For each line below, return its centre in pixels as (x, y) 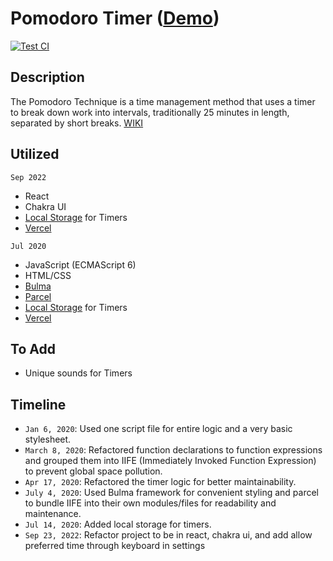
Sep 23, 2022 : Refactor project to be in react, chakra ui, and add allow (168, 535)
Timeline (38, 404)
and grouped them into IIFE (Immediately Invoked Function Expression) (170, 461)
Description (47, 77)
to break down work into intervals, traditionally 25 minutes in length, (150, 112)
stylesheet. (48, 439)
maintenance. (53, 514)
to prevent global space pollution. (93, 471)
